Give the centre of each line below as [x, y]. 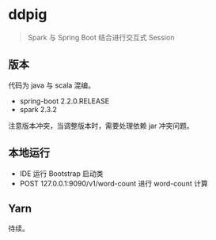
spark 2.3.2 [38, 109]
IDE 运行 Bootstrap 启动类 [61, 173]
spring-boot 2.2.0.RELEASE [64, 101]
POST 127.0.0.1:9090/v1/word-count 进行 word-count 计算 [114, 183]
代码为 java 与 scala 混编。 [52, 85]
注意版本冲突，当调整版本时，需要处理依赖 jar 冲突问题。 [101, 126]
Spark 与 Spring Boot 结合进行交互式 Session [101, 37]
